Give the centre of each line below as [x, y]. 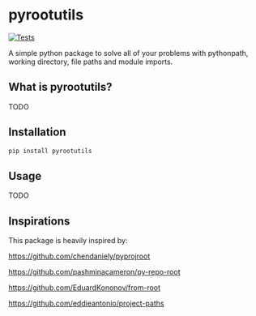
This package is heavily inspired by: [68, 241]
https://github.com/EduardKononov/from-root [84, 288]
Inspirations [39, 221]
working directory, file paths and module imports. [91, 62]
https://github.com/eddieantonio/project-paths [86, 303]
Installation [37, 132]
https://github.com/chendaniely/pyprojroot [79, 256]
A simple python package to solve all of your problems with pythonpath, [128, 53]
